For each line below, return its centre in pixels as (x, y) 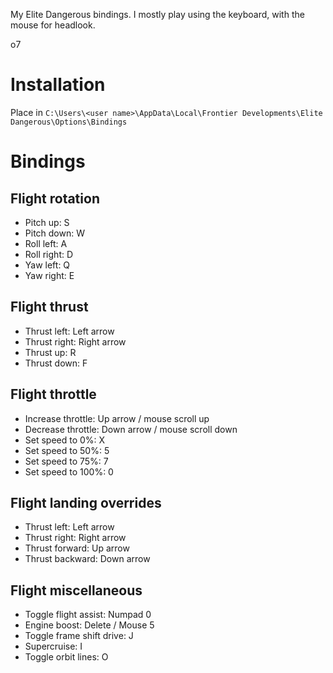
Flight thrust (49, 307)
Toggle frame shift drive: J (79, 636)
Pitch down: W (54, 233)
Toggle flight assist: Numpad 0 (88, 615)
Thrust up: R (50, 352)
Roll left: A (46, 243)
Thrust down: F (56, 363)
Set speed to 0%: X (65, 440)
